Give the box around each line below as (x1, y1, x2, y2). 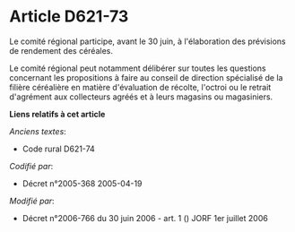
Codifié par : (9, 160, 54, 171)
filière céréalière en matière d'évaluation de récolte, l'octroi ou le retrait (9, 82, 272, 92)
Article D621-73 (9, 6, 129, 27)
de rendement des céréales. (9, 45, 114, 56)
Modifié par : (9, 195, 56, 206)
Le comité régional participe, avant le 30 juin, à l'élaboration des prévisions (9, 36, 287, 47)
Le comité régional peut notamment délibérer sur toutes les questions (9, 63, 266, 73)
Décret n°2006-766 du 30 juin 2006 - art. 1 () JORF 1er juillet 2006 (22, 212, 269, 223)
